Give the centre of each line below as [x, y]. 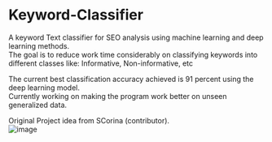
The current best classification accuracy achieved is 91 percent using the [131, 79]
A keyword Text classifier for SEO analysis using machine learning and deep [136, 37]
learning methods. [39, 45]
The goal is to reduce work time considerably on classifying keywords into [133, 54]
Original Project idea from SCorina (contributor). [89, 120]
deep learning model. [44, 88]
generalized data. [38, 105]
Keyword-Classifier [76, 15]
